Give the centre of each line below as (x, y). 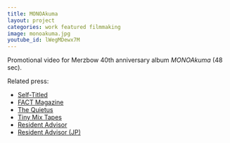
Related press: (28, 81)
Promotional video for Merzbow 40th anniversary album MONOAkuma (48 (115, 60)
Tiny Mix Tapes (39, 118)
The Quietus (35, 110)
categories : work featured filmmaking (64, 27)
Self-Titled (32, 95)
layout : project (31, 20)
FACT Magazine (40, 102)
